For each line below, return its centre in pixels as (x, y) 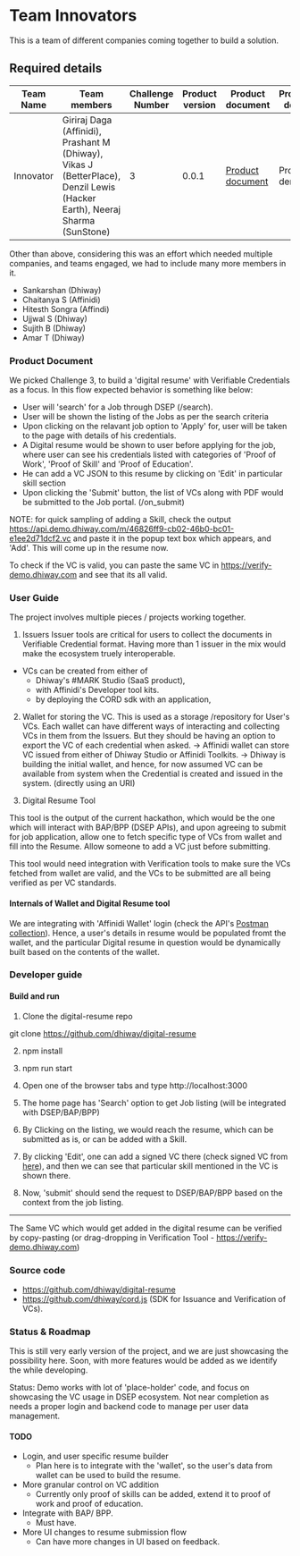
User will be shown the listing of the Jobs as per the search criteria (146, 417)
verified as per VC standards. (63, 883)
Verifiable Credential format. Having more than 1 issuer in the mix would (154, 644)
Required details (56, 68)
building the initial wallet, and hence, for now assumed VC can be (142, 765)
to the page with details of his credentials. (99, 436)
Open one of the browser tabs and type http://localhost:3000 (135, 1085)
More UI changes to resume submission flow (104, 1532)
